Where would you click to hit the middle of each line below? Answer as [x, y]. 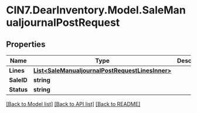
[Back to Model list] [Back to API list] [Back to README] [73, 104]
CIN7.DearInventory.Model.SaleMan [96, 10]
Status [18, 90]
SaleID [18, 80]
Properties [26, 44]
